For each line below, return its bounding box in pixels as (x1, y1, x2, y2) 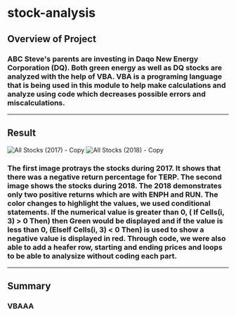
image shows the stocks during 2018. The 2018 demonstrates (7, 180, 223, 190)
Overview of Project (7, 33, 97, 45)
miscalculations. (7, 98, 65, 107)
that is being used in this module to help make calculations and (7, 80, 226, 90)
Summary (7, 280, 51, 292)
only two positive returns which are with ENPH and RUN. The (7, 190, 218, 199)
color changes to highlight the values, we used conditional (7, 198, 211, 208)
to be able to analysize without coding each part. (7, 251, 178, 261)
